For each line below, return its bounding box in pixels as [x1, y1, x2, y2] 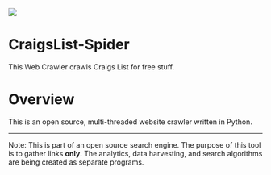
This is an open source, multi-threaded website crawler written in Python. [8, 117, 252, 127]
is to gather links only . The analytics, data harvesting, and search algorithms [8, 148, 263, 158]
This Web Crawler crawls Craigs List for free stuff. [8, 61, 175, 72]
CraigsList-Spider [8, 35, 131, 54]
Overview [8, 90, 75, 109]
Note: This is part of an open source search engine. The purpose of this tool [8, 140, 261, 149]
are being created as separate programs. [8, 157, 144, 167]
